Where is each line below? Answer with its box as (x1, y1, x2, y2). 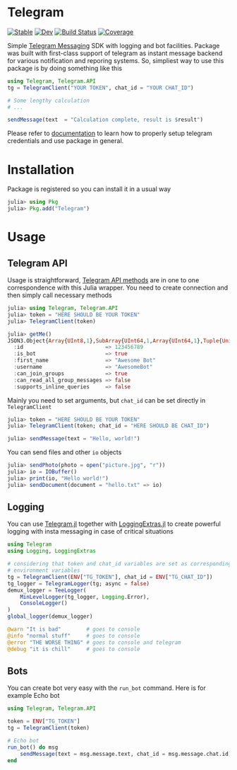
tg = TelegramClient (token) (7, 725, 90, 732)
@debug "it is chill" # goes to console (7, 645, 140, 653)
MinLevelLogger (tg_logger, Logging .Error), (20, 593, 150, 600)
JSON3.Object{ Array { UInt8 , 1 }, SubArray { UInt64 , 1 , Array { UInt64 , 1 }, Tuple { (7, 337, 222, 344)
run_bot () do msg (7, 744, 59, 751)
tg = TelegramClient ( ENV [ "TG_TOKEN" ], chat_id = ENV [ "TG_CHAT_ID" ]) (7, 573, 213, 580)
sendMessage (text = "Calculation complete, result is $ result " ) (7, 116, 203, 124)
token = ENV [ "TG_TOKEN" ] (7, 718, 80, 725)
